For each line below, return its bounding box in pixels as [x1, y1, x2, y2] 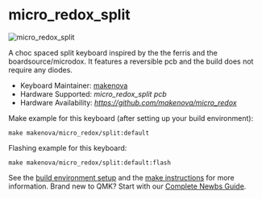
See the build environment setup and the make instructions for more [8, 172, 235, 182]
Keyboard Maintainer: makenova [19, 81, 128, 90]
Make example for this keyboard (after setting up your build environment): [8, 113, 254, 122]
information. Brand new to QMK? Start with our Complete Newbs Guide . [8, 181, 247, 191]
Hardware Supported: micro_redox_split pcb [19, 89, 167, 98]
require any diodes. [8, 64, 73, 74]
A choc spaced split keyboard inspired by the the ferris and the [8, 48, 218, 57]
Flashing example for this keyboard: [8, 143, 127, 152]
